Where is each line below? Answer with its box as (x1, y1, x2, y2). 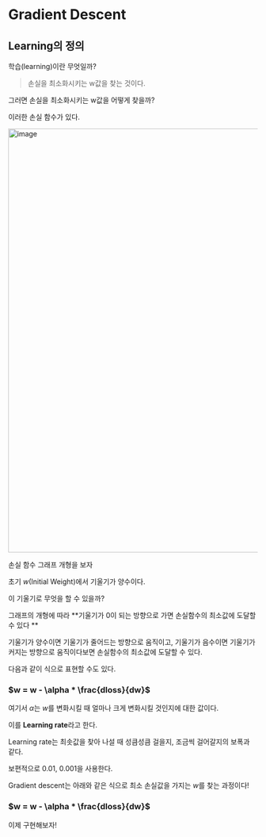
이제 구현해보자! (8, 820, 58, 830)
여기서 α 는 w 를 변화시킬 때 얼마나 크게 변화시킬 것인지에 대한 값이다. (8, 704, 219, 713)
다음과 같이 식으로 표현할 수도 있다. (8, 664, 116, 674)
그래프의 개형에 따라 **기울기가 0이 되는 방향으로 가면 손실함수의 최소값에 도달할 (8, 611, 256, 620)
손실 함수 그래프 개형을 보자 (8, 560, 93, 569)
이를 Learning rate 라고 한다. (8, 720, 97, 730)
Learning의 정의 (8, 39, 85, 52)
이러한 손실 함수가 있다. (8, 113, 81, 121)
